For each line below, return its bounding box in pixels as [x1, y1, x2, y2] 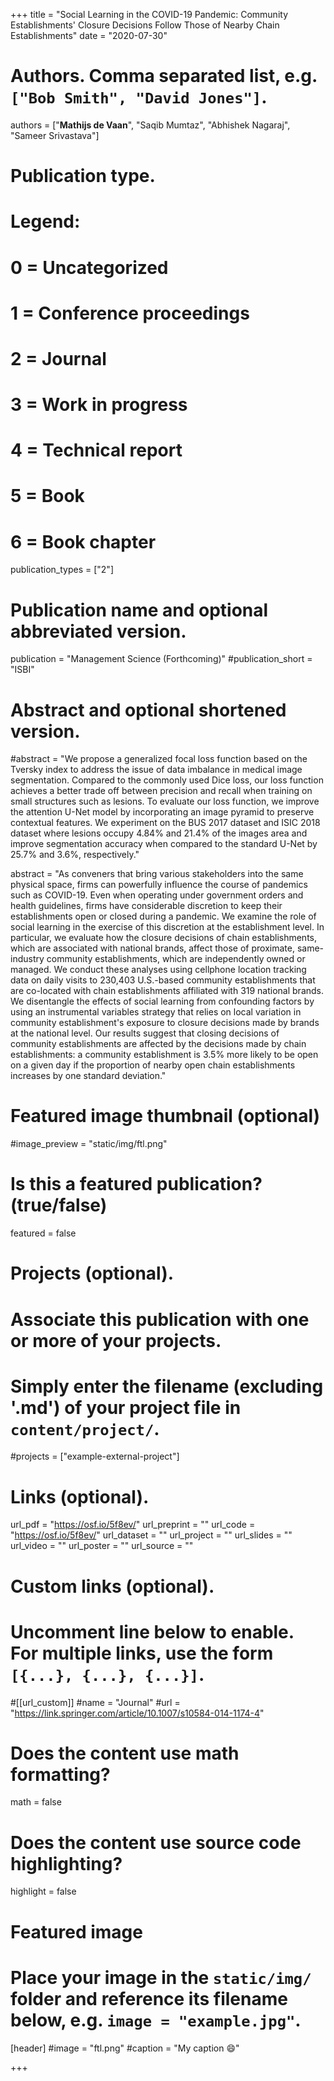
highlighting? [10, 1852, 123, 1875]
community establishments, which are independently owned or [46, 953, 306, 965]
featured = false [10, 1227, 77, 1239]
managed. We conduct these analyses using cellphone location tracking [10, 964, 307, 976]
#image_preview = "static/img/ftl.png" [10, 1138, 168, 1150]
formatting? [10, 1763, 111, 1786]
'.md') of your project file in [10, 1396, 242, 1419]
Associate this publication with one [10, 1308, 310, 1331]
